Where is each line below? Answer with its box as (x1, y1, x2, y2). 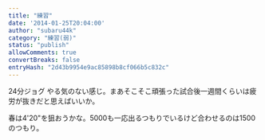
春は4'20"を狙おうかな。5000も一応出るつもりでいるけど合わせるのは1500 (8, 113, 256, 122)
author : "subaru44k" (8, 26, 77, 34)
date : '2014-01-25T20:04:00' (8, 19, 105, 27)
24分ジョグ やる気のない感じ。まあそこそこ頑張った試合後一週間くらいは (8, 86, 250, 95)
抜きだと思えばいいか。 (22, 96, 100, 106)
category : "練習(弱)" (8, 33, 77, 42)
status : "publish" (8, 41, 69, 49)
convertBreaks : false (8, 56, 81, 64)
